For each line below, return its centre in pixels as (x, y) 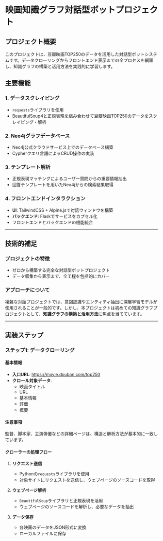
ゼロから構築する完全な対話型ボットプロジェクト (61, 270)
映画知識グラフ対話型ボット (60, 10)
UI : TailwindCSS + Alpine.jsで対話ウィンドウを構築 (62, 210)
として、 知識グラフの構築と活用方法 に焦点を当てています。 (85, 314)
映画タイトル (32, 387)
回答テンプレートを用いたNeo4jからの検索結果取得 (63, 185)
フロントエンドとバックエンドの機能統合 (52, 222)
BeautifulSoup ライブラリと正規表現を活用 (61, 501)
